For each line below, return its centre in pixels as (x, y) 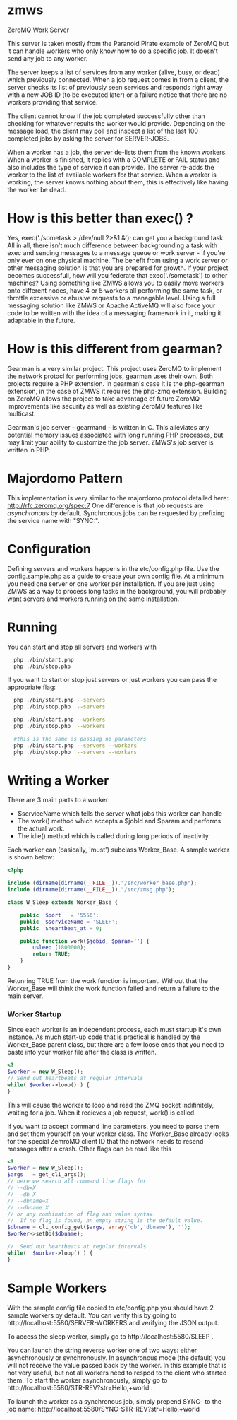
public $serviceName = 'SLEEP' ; (69, 922)
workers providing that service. (53, 102)
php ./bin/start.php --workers (60, 720)
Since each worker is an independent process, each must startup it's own (114, 1030)
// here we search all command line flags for (77, 1181)
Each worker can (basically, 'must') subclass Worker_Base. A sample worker (119, 850)
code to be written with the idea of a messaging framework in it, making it (114, 312)
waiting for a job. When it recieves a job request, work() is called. (102, 1113)
